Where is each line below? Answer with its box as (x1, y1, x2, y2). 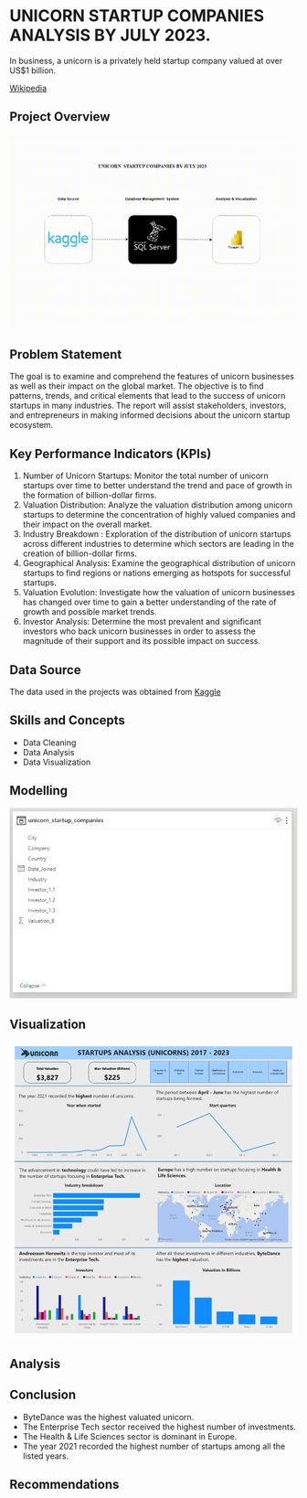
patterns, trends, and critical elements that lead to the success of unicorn (9, 391, 286, 401)
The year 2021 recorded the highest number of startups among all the (22, 1440, 286, 1451)
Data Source (9, 662, 81, 678)
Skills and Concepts (9, 712, 126, 728)
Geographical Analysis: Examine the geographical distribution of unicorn (22, 558, 296, 569)
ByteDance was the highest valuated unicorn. (22, 1411, 195, 1422)
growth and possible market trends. (22, 606, 157, 617)
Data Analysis (22, 746, 75, 757)
